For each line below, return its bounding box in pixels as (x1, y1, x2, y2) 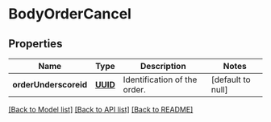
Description (140, 61, 187, 71)
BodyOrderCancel (8, 5, 131, 23)
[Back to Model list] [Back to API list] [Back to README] (8, 105, 194, 114)
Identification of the (123, 74, 198, 85)
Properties (8, 37, 63, 51)
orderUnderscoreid (12, 79, 88, 90)
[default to (211, 74, 252, 85)
